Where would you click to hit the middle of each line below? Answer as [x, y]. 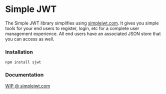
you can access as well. [30, 39]
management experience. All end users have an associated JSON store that [83, 33]
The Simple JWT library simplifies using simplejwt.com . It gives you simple [82, 23]
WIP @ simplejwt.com [28, 85]
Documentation [24, 75]
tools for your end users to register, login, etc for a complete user [72, 28]
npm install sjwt [23, 62]
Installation [19, 52]
